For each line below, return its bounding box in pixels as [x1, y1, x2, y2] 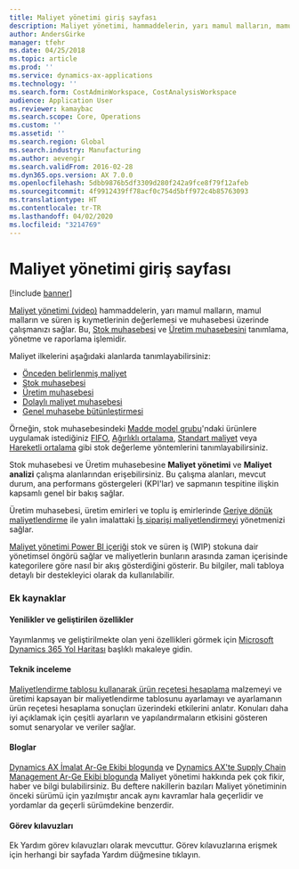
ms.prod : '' [9, 63, 53, 72]
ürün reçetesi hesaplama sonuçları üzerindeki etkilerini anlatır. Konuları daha [9, 702, 289, 713]
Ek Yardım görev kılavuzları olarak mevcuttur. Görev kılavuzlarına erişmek [9, 840, 278, 851]
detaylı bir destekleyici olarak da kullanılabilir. [9, 570, 175, 580]
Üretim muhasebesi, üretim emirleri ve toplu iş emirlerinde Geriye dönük [9, 505, 273, 516]
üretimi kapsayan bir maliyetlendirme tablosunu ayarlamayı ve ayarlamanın [9, 693, 283, 704]
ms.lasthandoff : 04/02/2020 [9, 211, 114, 221]
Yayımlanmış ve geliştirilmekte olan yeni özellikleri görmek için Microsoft [9, 634, 274, 644]
